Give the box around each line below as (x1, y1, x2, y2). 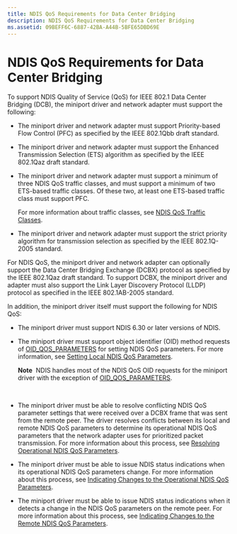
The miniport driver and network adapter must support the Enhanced (17, 143, 219, 151)
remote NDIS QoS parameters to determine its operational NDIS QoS (17, 424, 217, 432)
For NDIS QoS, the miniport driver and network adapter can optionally (7, 258, 210, 267)
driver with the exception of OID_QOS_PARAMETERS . (17, 374, 173, 382)
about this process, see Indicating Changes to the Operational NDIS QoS (17, 475, 229, 484)
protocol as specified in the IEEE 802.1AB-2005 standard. (7, 288, 175, 297)
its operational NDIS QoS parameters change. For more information (17, 468, 214, 476)
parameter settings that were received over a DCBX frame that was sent (17, 409, 228, 418)
